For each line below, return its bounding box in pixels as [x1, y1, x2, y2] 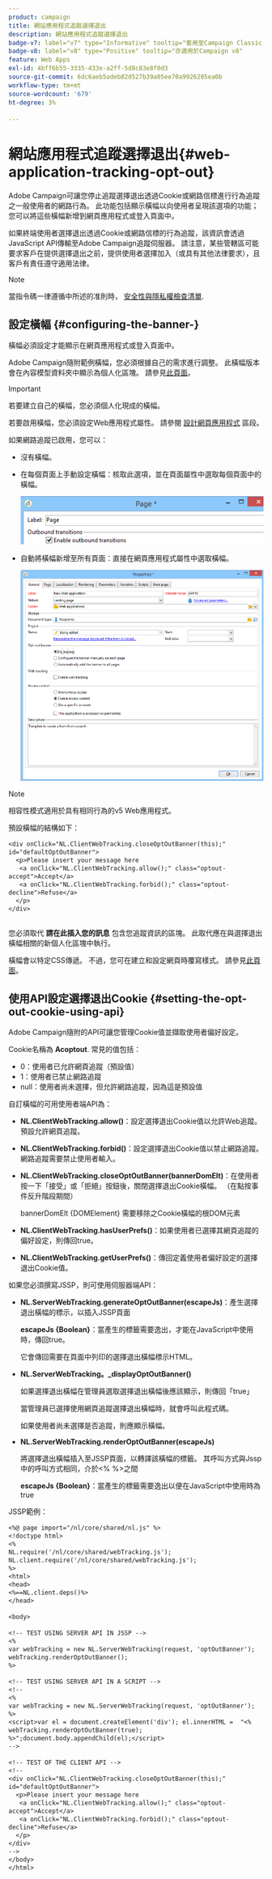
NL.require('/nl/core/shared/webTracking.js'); [8, 1548, 172, 1557]
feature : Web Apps [8, 56, 70, 64]
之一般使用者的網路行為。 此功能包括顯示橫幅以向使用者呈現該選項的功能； [8, 201, 259, 210]
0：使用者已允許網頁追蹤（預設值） [19, 1062, 139, 1071]
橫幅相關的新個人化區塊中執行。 [8, 939, 115, 948]
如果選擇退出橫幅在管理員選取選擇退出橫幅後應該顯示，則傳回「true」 [19, 1386, 254, 1396]
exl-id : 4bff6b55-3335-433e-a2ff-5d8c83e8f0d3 [8, 65, 168, 73]
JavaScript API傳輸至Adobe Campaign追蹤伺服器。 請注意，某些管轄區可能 [8, 239, 259, 248]
